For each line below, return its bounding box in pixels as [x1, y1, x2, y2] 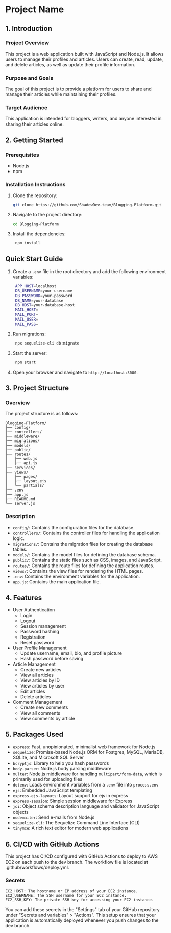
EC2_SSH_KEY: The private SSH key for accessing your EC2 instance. [5, 897, 154, 903]
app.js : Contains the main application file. [12, 578, 101, 585]
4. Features [5, 593, 42, 602]
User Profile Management [12, 645, 67, 651]
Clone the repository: [12, 192, 58, 199]
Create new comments [20, 704, 68, 710]
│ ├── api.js [5, 461, 38, 466]
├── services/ [5, 465, 36, 471]
